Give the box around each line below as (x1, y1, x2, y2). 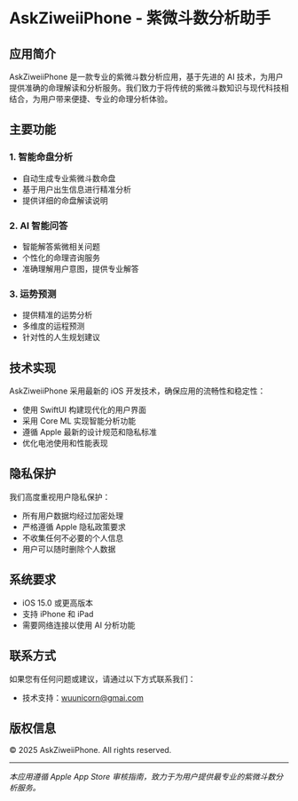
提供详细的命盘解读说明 (21, 194, 108, 205)
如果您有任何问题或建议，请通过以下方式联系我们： (9, 673, 196, 684)
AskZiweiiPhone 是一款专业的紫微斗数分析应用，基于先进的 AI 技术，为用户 (9, 72, 284, 82)
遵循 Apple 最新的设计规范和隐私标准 (21, 427, 158, 438)
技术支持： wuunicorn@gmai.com (21, 692, 144, 702)
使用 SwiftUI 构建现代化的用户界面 (21, 405, 146, 416)
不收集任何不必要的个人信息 (21, 532, 124, 543)
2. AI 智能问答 (9, 219, 68, 232)
